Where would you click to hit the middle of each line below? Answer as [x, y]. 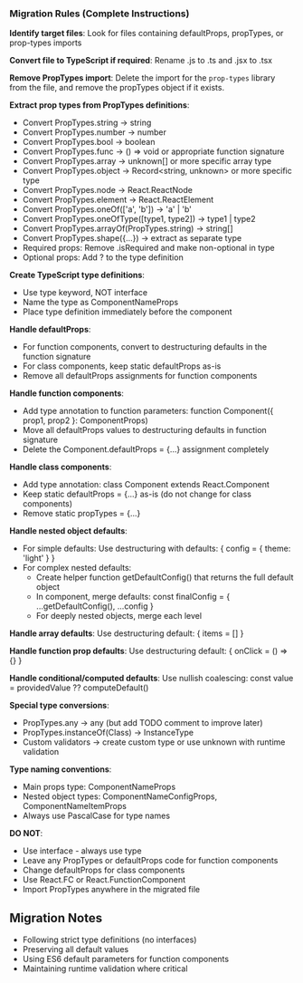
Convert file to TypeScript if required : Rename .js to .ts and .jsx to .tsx [141, 61]
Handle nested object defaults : [69, 531]
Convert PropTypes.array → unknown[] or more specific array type [147, 161]
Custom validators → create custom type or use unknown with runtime [154, 742]
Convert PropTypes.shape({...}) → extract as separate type [132, 238]
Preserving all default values [76, 949]
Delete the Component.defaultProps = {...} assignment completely [146, 449]
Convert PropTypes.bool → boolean [89, 142]
